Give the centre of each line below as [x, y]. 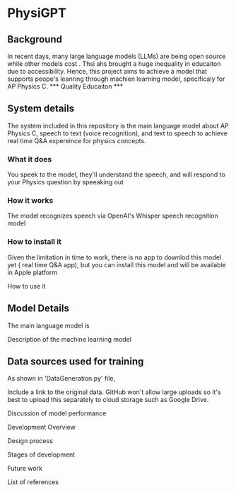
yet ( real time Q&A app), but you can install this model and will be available [117, 264]
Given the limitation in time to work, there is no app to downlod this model [114, 257]
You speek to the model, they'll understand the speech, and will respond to [117, 174]
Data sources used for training [76, 361]
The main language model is [48, 325]
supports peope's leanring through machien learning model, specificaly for [116, 79]
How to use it [26, 286]
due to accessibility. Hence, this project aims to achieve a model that [107, 71]
